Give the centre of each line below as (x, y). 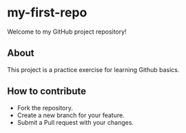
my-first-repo (47, 13)
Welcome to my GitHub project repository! (67, 32)
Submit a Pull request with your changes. (75, 122)
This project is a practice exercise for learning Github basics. (93, 69)
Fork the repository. (45, 108)
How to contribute (47, 92)
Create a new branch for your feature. (71, 115)
